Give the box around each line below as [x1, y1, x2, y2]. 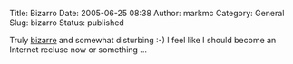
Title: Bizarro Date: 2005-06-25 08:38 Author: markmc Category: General [9, 8, 285, 18]
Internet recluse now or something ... [9, 44, 148, 55]
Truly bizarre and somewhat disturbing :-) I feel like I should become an [9, 35, 277, 45]
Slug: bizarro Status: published [9, 17, 124, 28]
